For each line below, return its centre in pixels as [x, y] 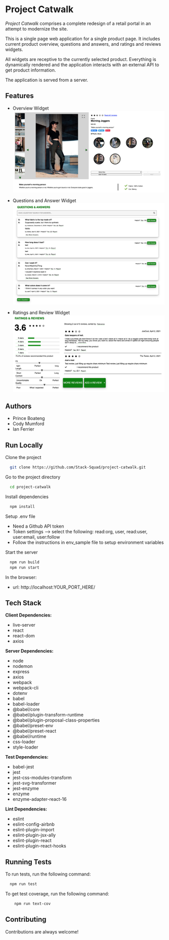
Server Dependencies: [30, 651]
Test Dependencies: [27, 757]
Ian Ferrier [23, 429]
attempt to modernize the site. [37, 28]
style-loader [25, 747]
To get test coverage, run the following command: [57, 894]
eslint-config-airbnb [33, 824]
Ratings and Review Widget [41, 313]
